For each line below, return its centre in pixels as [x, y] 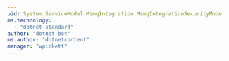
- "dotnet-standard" [44, 27]
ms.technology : [30, 20]
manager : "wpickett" [38, 46]
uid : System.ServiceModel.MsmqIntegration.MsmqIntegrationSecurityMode [114, 14]
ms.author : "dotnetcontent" [49, 40]
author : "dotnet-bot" [39, 33]
